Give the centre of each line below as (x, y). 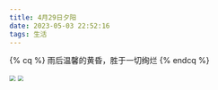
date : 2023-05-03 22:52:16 (60, 26)
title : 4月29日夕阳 (43, 17)
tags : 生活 (28, 34)
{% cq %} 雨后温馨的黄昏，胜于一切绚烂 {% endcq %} (109, 61)
